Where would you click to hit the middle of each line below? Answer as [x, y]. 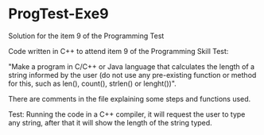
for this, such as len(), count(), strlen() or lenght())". [92, 83]
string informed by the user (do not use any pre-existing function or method [132, 75]
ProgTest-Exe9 [58, 14]
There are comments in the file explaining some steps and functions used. [130, 98]
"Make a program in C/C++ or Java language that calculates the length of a [132, 66]
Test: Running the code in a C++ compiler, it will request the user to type [127, 114]
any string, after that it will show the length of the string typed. [110, 122]
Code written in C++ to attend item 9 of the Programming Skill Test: [118, 51]
